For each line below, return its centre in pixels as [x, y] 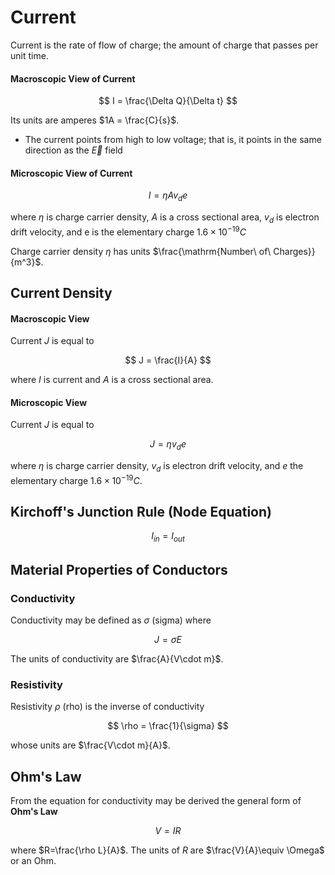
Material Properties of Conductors [119, 569]
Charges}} [294, 251]
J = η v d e [168, 445]
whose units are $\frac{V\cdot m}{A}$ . [90, 745]
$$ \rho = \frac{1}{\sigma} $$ [168, 726]
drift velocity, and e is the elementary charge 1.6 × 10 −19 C [128, 231]
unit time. [29, 55]
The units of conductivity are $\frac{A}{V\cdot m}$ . [117, 658]
